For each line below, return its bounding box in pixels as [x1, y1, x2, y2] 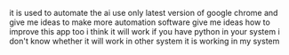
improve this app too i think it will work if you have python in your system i [9, 27, 280, 36]
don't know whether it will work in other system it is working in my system [9, 35, 280, 46]
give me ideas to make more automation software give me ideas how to [9, 17, 271, 27]
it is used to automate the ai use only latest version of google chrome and [9, 8, 278, 18]
